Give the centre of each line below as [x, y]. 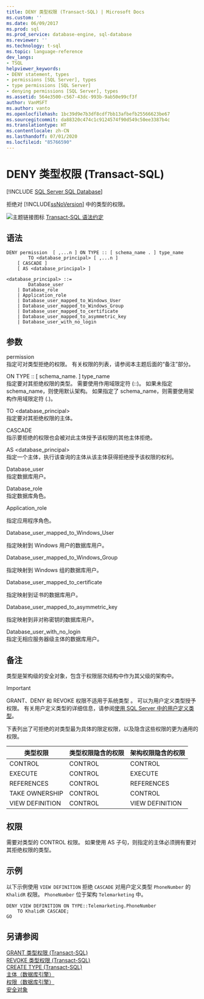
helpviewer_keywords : [34, 69]
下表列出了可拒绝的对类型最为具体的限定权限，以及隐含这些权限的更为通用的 [102, 729]
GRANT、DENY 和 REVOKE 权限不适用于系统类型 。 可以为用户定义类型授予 [101, 701]
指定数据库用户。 [28, 476]
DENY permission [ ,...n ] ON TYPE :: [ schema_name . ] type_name [95, 252]
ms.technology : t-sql [34, 46]
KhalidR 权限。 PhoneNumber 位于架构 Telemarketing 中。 [76, 894]
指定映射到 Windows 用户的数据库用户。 [57, 545]
